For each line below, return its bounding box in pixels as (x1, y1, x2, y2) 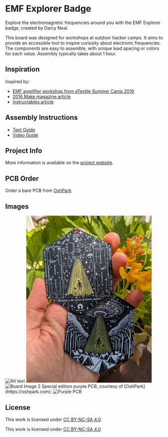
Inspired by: (5, 78, 30, 84)
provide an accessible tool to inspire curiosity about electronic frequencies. (5, 40, 161, 46)
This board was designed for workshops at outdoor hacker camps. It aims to (5, 35, 163, 41)
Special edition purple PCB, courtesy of (42, 383, 123, 389)
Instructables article (12, 99, 54, 105)
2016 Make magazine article (12, 93, 71, 99)
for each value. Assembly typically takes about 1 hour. (5, 51, 117, 57)
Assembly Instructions (5, 113, 78, 122)
